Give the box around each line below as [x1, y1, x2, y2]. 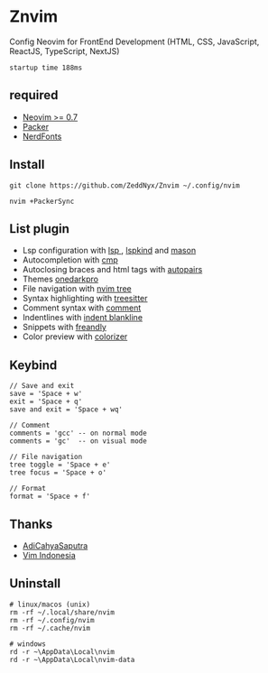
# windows [9, 639, 47, 649]
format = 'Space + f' [9, 492, 91, 502]
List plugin [9, 221, 70, 236]
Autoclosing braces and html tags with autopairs [22, 264, 203, 275]
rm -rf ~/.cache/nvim [9, 623, 91, 632]
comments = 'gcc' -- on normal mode [9, 429, 147, 438]
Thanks [9, 516, 53, 531]
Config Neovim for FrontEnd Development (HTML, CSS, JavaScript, [9, 36, 260, 47]
